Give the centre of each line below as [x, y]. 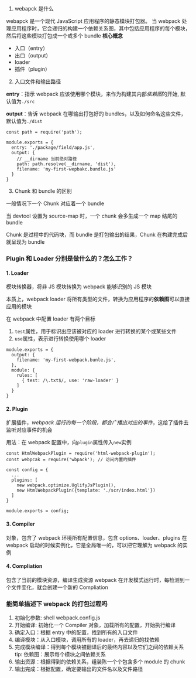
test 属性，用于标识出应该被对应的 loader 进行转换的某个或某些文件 [96, 331]
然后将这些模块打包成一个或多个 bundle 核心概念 [65, 36]
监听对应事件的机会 [29, 430]
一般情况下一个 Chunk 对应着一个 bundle [55, 203]
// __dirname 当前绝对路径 [47, 159]
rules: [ [27, 376]
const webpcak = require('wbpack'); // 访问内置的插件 [71, 460]
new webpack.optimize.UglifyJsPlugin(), [66, 485]
